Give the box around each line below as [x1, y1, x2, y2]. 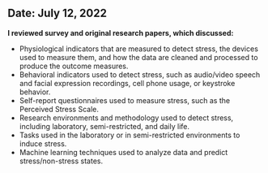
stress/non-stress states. [19, 156, 103, 166]
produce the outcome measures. [19, 61, 129, 71]
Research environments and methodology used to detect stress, [19, 113, 234, 123]
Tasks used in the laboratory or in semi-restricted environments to [19, 130, 240, 140]
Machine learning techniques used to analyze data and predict [19, 147, 228, 157]
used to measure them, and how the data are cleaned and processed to [19, 52, 258, 62]
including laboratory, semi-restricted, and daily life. [19, 121, 190, 131]
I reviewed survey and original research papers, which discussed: [7, 28, 234, 37]
